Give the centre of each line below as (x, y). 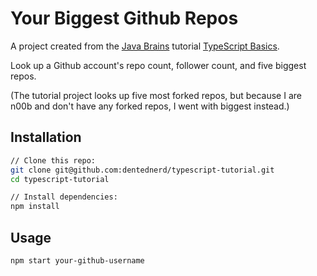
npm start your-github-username (77, 260)
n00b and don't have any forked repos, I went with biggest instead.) (150, 106)
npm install (35, 207)
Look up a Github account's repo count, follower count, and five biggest (158, 65)
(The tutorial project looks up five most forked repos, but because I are (156, 95)
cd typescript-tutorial (60, 179)
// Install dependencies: (64, 197)
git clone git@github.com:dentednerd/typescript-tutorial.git (142, 170)
